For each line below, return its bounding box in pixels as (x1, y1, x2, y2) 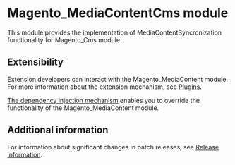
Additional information (7, 124, 109, 136)
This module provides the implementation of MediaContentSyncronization (7, 28, 222, 37)
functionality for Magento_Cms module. (7, 35, 122, 44)
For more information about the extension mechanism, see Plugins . (7, 82, 203, 91)
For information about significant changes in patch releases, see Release (7, 142, 219, 151)
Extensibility (7, 56, 64, 68)
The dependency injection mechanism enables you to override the (7, 96, 200, 104)
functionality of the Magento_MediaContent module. (7, 104, 159, 112)
